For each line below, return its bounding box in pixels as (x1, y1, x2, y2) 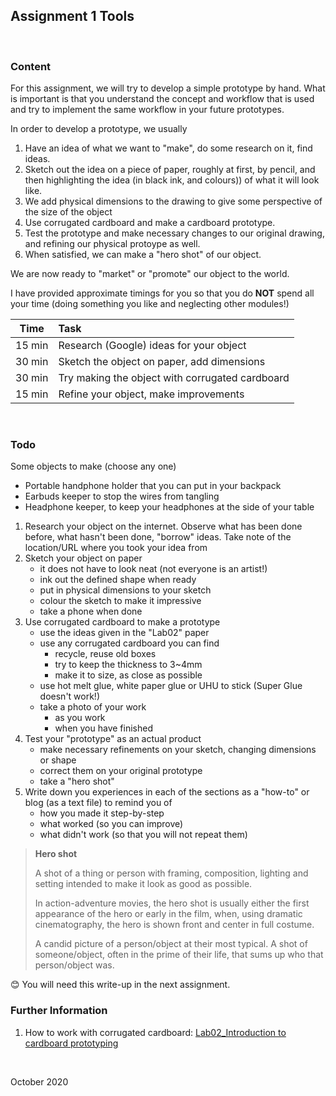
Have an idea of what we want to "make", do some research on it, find (24, 142, 313, 154)
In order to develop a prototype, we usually (10, 123, 188, 135)
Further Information (10, 1004, 108, 1018)
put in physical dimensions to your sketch (39, 584, 212, 596)
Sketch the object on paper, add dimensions (58, 355, 266, 369)
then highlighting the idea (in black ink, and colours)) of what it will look (24, 174, 320, 186)
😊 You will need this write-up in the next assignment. (10, 979, 231, 991)
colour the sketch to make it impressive (39, 595, 202, 607)
